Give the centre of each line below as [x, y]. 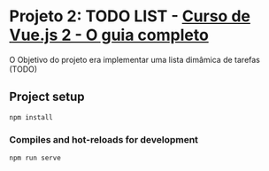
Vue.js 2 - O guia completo [109, 35]
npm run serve [35, 158]
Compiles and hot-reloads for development [104, 139]
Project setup [47, 97]
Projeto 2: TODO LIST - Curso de [130, 16]
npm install [31, 117]
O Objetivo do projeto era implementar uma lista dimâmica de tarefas [135, 59]
